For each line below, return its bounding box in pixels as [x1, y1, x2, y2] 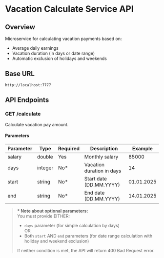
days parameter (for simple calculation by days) [24, 222, 120, 228]
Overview [5, 23, 36, 31]
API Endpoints [5, 96, 49, 104]
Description [90, 145, 118, 152]
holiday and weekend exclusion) [24, 238, 89, 244]
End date [84, 189, 105, 196]
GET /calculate [5, 111, 41, 118]
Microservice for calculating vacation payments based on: [5, 36, 122, 41]
